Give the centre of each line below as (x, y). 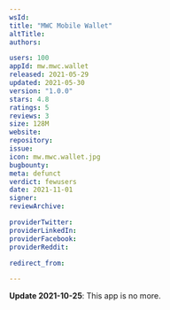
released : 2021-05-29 (49, 75)
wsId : (19, 17)
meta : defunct (35, 174)
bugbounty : (29, 165)
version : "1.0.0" (41, 91)
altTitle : (27, 34)
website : (25, 132)
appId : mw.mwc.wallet (49, 66)
